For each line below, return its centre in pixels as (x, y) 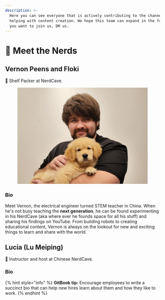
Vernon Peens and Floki (42, 69)
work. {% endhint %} (26, 293)
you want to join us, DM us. (39, 26)
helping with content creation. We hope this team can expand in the (82, 21)
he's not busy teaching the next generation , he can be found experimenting (82, 211)
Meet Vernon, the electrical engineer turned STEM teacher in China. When (80, 206)
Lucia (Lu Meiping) (34, 247)
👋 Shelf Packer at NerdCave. (34, 81)
